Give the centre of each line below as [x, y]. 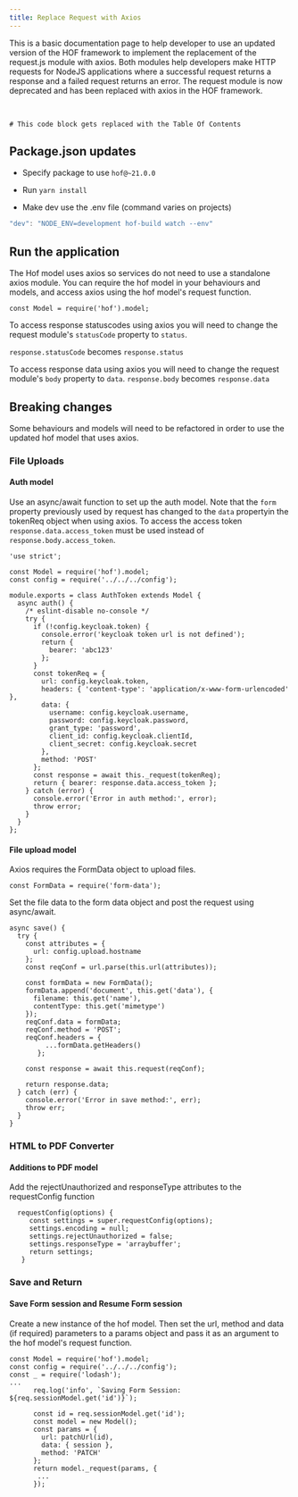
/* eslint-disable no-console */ [87, 611]
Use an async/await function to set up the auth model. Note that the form [143, 502]
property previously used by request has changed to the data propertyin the [149, 512]
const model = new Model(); [85, 1421]
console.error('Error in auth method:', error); [125, 799]
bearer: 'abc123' [81, 650]
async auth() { [46, 604]
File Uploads [37, 461]
